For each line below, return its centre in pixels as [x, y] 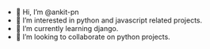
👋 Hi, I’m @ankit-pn [47, 12]
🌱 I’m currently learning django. [67, 28]
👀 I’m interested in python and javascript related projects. [109, 20]
